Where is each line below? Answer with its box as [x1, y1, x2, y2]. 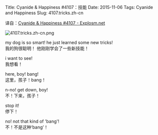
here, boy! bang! [5, 71, 39, 77]
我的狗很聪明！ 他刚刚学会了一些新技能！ [5, 45, 89, 51]
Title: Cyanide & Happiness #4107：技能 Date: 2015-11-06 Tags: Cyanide [5, 4, 154, 10]
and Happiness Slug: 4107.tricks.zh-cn [5, 10, 84, 16]
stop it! [5, 103, 19, 108]
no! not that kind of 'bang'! [5, 118, 59, 124]
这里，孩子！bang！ [5, 77, 46, 83]
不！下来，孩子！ [5, 93, 40, 98]
